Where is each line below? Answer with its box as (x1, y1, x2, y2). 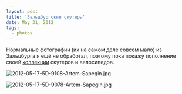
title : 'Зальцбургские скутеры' (6, 14, 85, 20)
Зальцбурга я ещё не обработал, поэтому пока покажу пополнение (6, 53, 176, 60)
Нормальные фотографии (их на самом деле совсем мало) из (6, 46, 163, 53)
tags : (6, 25, 19, 31)
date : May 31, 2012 (6, 19, 54, 25)
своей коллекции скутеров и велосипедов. (6, 59, 114, 66)
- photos (11, 30, 33, 36)
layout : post (6, 8, 38, 15)
